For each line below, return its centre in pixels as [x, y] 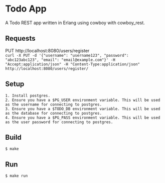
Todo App [26, 9]
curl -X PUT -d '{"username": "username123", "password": [67, 55]
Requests [20, 38]
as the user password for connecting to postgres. [59, 122]
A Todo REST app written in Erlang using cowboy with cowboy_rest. [75, 23]
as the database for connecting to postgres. [53, 113]
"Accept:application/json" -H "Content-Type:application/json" [73, 64]
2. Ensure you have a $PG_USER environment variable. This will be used [83, 100]
